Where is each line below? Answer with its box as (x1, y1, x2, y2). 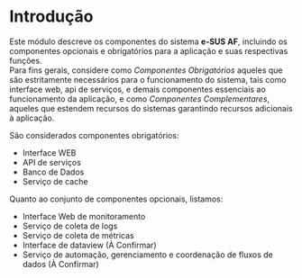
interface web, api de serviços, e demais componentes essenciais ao (9, 84, 266, 94)
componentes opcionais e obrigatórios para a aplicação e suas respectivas (9, 45, 288, 56)
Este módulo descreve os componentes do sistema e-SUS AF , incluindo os (9, 36, 288, 47)
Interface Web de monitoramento (22, 211, 146, 221)
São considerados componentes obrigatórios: (9, 130, 179, 140)
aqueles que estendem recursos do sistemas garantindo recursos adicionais (9, 103, 293, 113)
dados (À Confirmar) (22, 258, 99, 269)
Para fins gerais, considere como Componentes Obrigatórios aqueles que (9, 65, 283, 76)
